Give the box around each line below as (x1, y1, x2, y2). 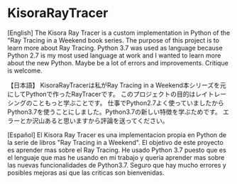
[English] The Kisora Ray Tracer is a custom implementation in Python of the (7, 28, 231, 37)
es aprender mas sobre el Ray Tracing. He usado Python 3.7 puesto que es (7, 146, 226, 154)
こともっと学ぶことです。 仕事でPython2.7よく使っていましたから (31, 98, 225, 107)
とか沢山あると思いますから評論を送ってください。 (19, 116, 169, 125)
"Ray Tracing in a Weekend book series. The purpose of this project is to (7, 36, 220, 44)
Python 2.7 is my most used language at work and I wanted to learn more (7, 51, 221, 60)
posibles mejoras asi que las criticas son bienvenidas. (7, 168, 165, 177)
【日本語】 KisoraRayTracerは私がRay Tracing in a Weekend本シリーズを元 (7, 80, 227, 90)
